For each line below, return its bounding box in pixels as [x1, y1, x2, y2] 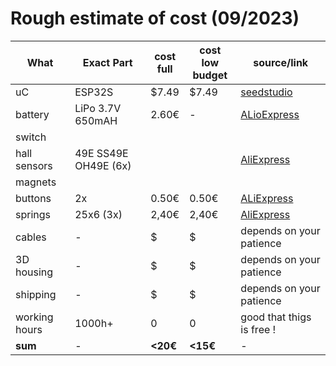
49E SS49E [74, 146, 129, 160]
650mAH [74, 113, 118, 127]
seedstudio [240, 85, 293, 99]
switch [15, 130, 47, 144]
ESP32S [74, 85, 114, 99]
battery [15, 107, 50, 121]
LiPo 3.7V [74, 101, 122, 115]
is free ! [240, 322, 277, 336]
